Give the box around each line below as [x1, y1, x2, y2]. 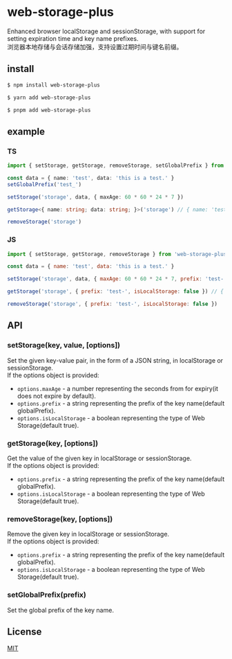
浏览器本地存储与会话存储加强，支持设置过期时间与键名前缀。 [7, 42, 183, 51]
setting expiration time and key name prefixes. [7, 34, 139, 42]
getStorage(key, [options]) [7, 438, 99, 448]
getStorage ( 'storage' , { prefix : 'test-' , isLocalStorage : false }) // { [7, 288, 224, 295]
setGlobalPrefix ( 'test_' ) [7, 181, 81, 188]
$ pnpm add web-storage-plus [7, 107, 91, 114]
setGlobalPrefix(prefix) [7, 590, 86, 599]
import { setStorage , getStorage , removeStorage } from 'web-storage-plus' [7, 251, 230, 258]
